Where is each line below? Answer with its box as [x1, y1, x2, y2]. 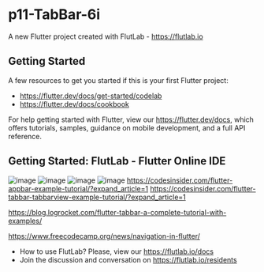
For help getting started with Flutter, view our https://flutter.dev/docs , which [8, 115, 255, 124]
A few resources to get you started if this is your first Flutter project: [8, 75, 229, 85]
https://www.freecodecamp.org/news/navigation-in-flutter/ [8, 231, 201, 240]
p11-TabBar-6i [8, 6, 101, 24]
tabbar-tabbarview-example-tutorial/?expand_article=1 [8, 192, 187, 202]
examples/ [8, 216, 43, 225]
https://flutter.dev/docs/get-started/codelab [19, 91, 162, 100]
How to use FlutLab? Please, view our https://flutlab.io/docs [19, 247, 214, 256]
